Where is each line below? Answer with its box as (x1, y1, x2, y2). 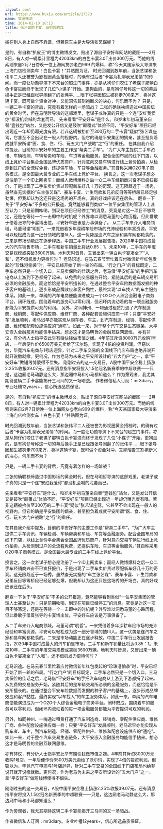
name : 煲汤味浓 (5, 16, 33, 21)
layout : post (5, 7, 32, 12)
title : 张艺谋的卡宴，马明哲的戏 (5, 25, 64, 30)
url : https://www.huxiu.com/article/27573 (5, 12, 92, 17)
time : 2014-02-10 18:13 (5, 20, 53, 26)
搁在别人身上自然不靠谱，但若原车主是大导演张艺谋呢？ (5, 39, 115, 45)
